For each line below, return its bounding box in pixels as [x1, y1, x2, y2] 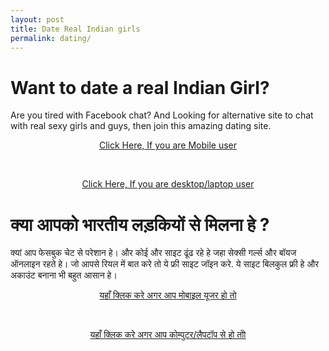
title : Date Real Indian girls [10, 24, 141, 34]
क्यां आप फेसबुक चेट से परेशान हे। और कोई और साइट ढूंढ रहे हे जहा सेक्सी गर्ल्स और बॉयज [10, 247, 297, 259]
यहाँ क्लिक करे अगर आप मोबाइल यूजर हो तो [99, 289, 237, 301]
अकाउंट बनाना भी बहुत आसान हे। [10, 269, 118, 281]
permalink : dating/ [10, 33, 92, 43]
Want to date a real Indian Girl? [10, 76, 270, 99]
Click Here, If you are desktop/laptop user [81, 178, 255, 190]
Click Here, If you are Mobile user [98, 139, 238, 151]
